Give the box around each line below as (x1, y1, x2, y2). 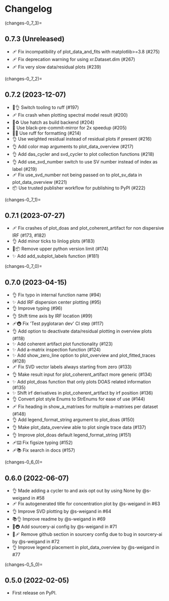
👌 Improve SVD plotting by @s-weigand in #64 (12, 508, 112, 514)
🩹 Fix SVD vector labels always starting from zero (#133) (12, 364, 132, 370)
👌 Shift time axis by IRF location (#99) (12, 313, 93, 319)
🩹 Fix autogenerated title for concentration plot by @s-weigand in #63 (12, 501, 160, 507)
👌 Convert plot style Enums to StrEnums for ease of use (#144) (12, 396, 145, 402)
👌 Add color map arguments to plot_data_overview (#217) (12, 143, 134, 149)
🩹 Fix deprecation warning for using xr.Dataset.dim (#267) (12, 56, 136, 62)
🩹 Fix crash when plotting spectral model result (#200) (12, 112, 128, 118)
